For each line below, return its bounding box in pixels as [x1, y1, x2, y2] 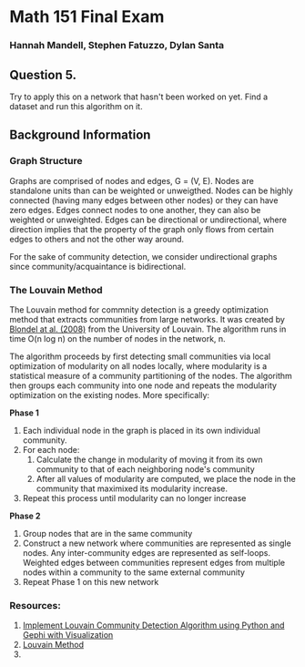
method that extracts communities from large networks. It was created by [9, 313, 285, 324]
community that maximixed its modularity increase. [36, 483, 228, 494]
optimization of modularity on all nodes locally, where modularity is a [9, 360, 268, 371]
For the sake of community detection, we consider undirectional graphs [9, 251, 278, 262]
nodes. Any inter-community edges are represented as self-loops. [22, 547, 271, 558]
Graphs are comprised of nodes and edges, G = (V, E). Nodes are [9, 175, 255, 186]
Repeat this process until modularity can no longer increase [22, 492, 247, 503]
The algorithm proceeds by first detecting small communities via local [9, 351, 271, 362]
